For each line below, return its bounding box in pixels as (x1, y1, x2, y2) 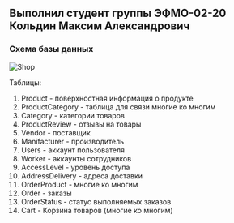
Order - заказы (20, 188, 72, 198)
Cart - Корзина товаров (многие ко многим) (20, 205, 173, 215)
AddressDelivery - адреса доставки (20, 170, 143, 181)
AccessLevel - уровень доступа (20, 162, 130, 172)
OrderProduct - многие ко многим (20, 179, 138, 189)
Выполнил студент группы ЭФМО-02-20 (9, 6, 227, 20)
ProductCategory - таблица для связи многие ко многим (20, 101, 216, 112)
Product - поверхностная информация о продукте (20, 93, 194, 103)
